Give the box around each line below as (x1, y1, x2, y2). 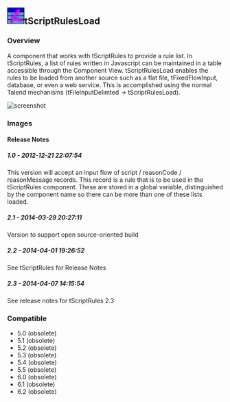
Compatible (7, 314, 47, 323)
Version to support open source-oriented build (7, 230, 139, 239)
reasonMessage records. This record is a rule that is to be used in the (7, 176, 204, 184)
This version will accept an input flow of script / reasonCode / (7, 169, 182, 177)
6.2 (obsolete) (16, 388, 57, 396)
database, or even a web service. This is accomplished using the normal (7, 80, 212, 89)
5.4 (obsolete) (16, 358, 57, 367)
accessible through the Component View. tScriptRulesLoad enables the (7, 66, 209, 74)
